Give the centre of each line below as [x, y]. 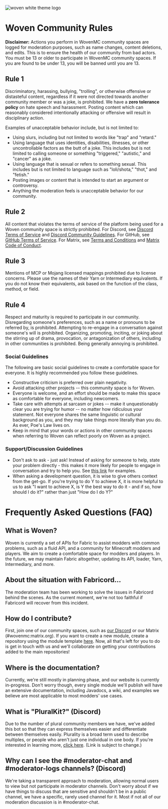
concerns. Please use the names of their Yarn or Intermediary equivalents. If [84, 278]
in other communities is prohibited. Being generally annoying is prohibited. [82, 343]
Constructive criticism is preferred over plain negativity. [70, 383]
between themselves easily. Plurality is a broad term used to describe [77, 734]
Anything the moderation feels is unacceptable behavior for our [78, 190]
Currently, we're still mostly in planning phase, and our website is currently [82, 680]
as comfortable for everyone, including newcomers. [66, 399]
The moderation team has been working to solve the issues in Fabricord [79, 592]
